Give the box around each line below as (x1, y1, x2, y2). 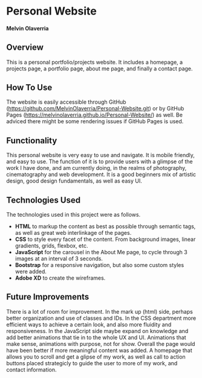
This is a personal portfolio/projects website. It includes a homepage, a (6, 58, 183, 66)
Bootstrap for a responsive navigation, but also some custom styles (15, 262, 184, 269)
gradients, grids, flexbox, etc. (15, 242, 88, 249)
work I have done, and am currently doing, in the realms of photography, (6, 164, 187, 172)
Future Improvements (6, 292, 90, 302)
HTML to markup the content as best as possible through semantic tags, (15, 223, 196, 230)
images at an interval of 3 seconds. (15, 255, 103, 262)
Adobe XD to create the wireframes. (15, 274, 106, 282)
